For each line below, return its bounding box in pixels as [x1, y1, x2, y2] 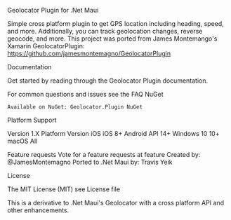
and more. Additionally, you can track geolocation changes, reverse [7, 27, 203, 35]
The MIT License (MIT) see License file [7, 185, 121, 193]
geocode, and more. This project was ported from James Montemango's [7, 34, 218, 43]
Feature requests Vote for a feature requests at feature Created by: [7, 151, 201, 158]
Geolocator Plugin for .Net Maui [7, 6, 99, 14]
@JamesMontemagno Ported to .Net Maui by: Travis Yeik [7, 158, 173, 166]
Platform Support [7, 116, 58, 124]
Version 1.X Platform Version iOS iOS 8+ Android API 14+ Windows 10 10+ [7, 130, 220, 137]
